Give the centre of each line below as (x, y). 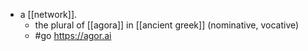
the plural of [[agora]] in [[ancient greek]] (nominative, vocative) (167, 25)
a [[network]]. (48, 14)
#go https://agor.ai (73, 35)
